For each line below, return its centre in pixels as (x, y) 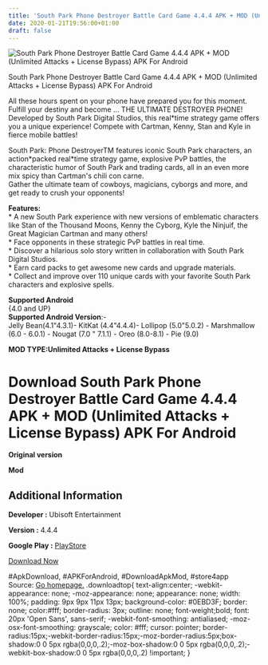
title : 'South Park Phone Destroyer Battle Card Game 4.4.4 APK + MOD (128, 16)
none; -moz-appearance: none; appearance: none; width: (146, 594)
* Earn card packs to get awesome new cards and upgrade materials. (122, 267)
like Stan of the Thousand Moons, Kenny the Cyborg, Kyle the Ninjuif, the (128, 225)
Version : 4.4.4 (33, 530)
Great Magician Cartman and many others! (78, 234)
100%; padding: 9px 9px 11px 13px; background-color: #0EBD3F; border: (128, 602)
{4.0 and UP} (30, 309)
